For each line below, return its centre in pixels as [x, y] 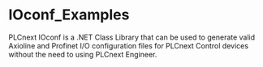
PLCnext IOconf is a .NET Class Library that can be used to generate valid [132, 37]
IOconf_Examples [69, 15]
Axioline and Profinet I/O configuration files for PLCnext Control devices [129, 45]
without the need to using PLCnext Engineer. [83, 54]
